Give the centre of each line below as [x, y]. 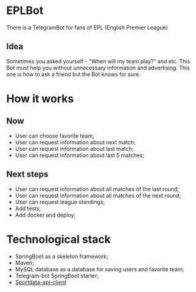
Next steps [27, 174]
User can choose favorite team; [54, 136]
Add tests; [28, 208]
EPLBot [25, 11]
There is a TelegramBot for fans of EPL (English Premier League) [87, 27]
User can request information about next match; [75, 142]
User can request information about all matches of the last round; [97, 189]
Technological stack [58, 239]
